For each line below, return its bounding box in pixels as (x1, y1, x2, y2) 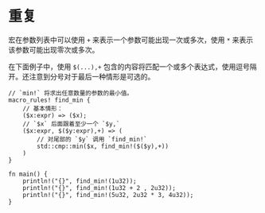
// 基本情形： (22, 104, 64, 112)
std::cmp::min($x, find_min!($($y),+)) (37, 142, 170, 150)
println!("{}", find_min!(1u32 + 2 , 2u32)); (22, 184, 177, 192)
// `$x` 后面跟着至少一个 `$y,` (22, 120, 120, 128)
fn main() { (8, 170, 48, 178)
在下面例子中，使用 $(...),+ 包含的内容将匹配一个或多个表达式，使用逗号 (8, 61, 251, 72)
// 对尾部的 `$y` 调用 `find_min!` (37, 135, 147, 143)
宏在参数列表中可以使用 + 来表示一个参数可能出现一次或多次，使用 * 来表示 (8, 35, 254, 45)
